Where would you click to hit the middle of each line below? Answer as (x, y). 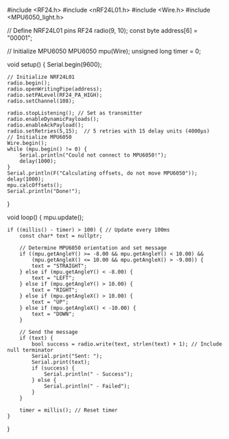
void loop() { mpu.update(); (46, 217)
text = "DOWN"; (53, 314)
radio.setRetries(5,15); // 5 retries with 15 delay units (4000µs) (109, 131)
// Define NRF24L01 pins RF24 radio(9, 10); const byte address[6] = (103, 31)
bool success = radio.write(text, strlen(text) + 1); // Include (127, 344)
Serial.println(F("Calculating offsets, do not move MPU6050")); (102, 173)
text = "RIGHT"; (55, 290)
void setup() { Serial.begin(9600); (55, 64)
